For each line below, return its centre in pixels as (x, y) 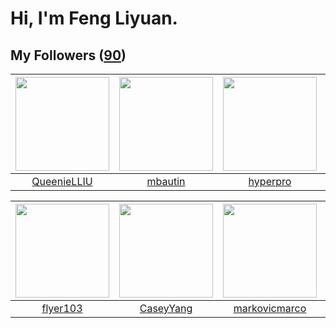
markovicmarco (270, 308)
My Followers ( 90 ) (68, 55)
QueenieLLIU (62, 181)
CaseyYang (166, 308)
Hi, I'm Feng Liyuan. (94, 18)
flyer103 (62, 308)
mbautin (166, 181)
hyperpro (270, 181)
